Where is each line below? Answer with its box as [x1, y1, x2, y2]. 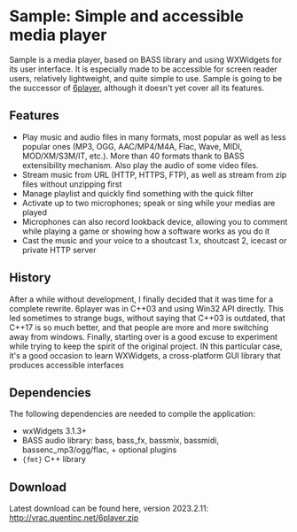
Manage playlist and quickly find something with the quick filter [21, 188, 254, 198]
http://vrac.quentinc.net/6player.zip [9, 513, 139, 523]
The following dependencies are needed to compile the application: [9, 409, 255, 420]
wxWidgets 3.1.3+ [21, 426, 87, 436]
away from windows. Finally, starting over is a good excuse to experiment [9, 331, 277, 342]
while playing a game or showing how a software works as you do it [21, 226, 270, 236]
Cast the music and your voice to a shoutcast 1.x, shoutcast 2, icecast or [21, 235, 287, 245]
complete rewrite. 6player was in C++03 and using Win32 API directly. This [9, 303, 284, 313]
